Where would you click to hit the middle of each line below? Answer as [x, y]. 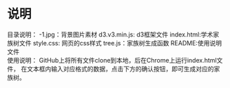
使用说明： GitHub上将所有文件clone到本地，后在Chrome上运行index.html [112, 60]
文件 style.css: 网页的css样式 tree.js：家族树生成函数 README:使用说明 [121, 43]
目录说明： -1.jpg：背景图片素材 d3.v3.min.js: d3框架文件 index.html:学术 [110, 34]
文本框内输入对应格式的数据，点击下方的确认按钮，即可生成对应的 [120, 69]
